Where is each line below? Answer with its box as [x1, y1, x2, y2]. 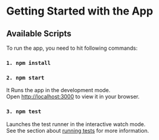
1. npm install [6, 59, 51, 66]
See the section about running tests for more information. [6, 127, 149, 134]
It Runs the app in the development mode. [6, 87, 111, 94]
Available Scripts [6, 28, 71, 39]
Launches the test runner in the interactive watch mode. [6, 120, 146, 128]
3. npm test [6, 108, 42, 115]
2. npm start [6, 74, 45, 81]
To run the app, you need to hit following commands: [6, 44, 138, 52]
